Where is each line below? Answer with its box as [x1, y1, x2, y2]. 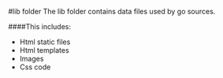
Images [19, 54, 44, 63]
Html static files [19, 37, 71, 46]
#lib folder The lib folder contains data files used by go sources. [8, 7, 216, 16]
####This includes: [8, 22, 71, 31]
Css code [19, 62, 51, 72]
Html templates [19, 46, 69, 54]
